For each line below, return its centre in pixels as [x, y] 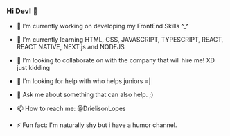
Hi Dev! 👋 [22, 11]
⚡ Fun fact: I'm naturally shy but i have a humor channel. [97, 125]
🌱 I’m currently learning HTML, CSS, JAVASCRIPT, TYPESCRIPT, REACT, [120, 40]
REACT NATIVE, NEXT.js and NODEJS [71, 47]
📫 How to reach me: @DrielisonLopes [71, 109]
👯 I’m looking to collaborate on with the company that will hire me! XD [116, 60]
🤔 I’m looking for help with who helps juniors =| [83, 81]
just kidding [33, 68]
